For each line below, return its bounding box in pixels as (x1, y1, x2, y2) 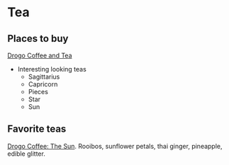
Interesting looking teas (17, 65, 86, 73)
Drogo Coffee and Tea (7, 51, 72, 59)
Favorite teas (7, 123, 67, 135)
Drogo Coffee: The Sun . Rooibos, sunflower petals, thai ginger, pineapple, (7, 142, 223, 150)
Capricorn (28, 80, 58, 89)
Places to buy (7, 33, 69, 45)
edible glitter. (7, 149, 46, 158)
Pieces (28, 88, 48, 96)
